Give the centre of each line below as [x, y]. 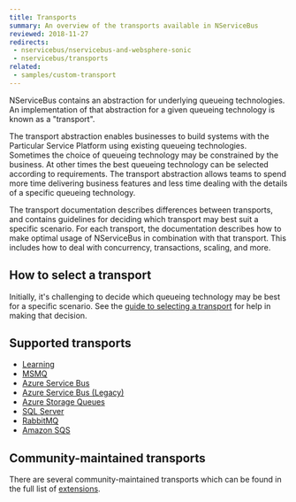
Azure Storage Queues [64, 402]
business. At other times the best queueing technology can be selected [139, 164]
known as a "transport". [52, 119]
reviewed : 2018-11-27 [49, 34]
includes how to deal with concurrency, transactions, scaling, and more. [140, 247]
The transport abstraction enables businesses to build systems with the [139, 136]
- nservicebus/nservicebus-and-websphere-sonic [102, 50]
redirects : [29, 42]
